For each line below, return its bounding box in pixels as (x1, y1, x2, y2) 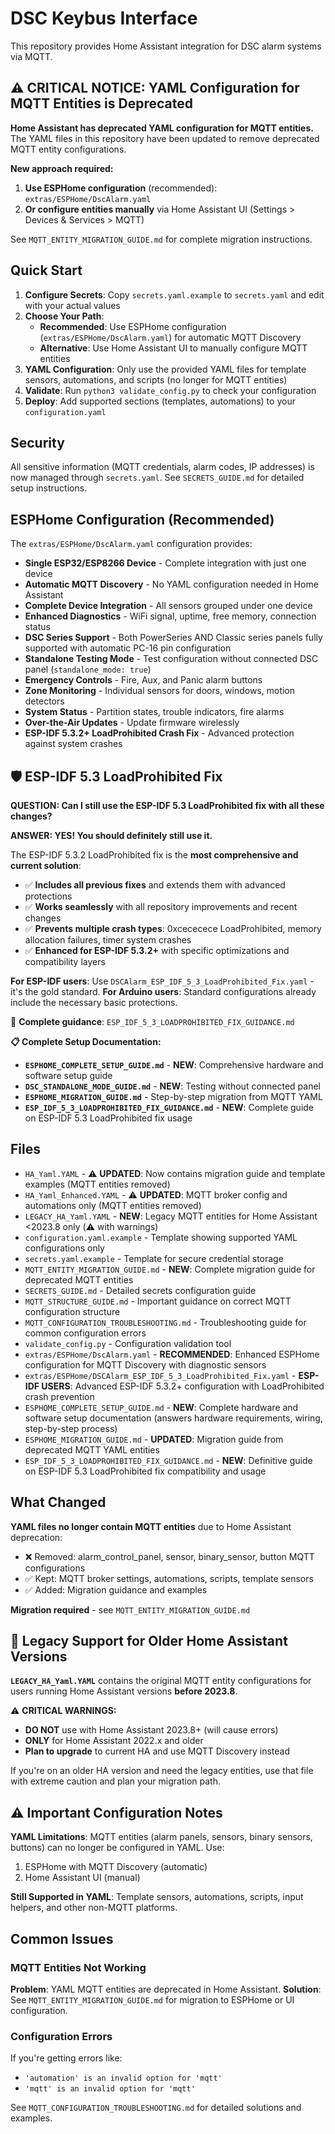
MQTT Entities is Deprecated (10, 95, 193, 112)
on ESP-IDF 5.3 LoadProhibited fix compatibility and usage (24, 1465, 267, 1477)
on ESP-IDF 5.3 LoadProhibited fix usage (24, 1112, 193, 1124)
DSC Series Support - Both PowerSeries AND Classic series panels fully (24, 632, 323, 644)
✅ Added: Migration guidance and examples (24, 1583, 208, 1596)
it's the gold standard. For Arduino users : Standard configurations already (10, 986, 317, 997)
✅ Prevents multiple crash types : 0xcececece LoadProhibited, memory (24, 923, 322, 934)
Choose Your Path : (24, 310, 105, 322)
